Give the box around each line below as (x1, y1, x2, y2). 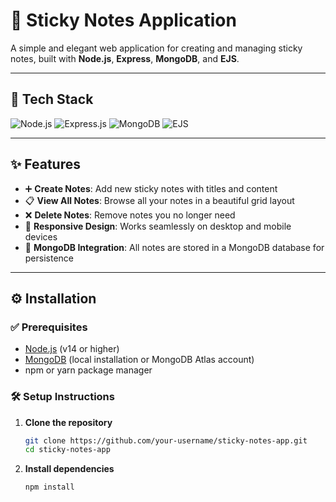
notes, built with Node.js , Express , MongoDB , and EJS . (10, 52, 240, 64)
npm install (24, 482, 75, 493)
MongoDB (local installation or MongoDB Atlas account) (24, 354, 255, 366)
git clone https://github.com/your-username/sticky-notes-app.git (24, 435, 308, 446)
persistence (24, 252, 75, 264)
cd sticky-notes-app (24, 445, 111, 455)
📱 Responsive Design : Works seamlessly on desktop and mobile (24, 220, 292, 232)
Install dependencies (24, 463, 115, 475)
